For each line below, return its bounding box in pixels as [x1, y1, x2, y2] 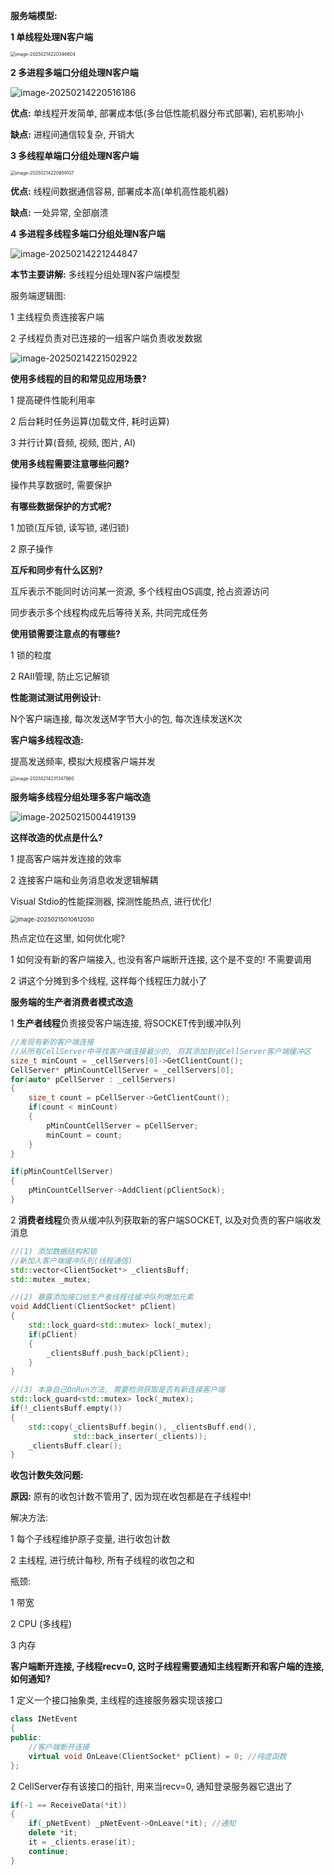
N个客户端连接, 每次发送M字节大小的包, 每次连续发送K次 [10, 713, 243, 724]
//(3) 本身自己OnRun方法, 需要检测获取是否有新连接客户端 [10, 1385, 225, 1395]
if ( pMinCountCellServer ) [10, 1167, 114, 1177]
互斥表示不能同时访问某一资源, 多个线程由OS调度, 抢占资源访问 [10, 585, 270, 597]
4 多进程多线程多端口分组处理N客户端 [10, 228, 166, 239]
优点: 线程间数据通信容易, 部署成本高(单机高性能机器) [10, 185, 229, 197]
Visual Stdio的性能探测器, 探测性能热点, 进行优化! [10, 895, 212, 907]
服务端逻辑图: [10, 290, 67, 301]
